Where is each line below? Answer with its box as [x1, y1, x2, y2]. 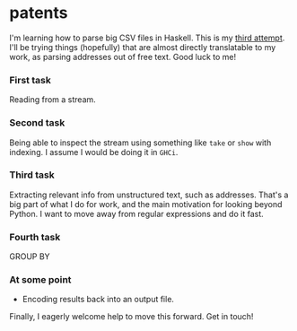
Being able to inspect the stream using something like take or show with [9, 137, 272, 148]
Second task [9, 117, 66, 129]
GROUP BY [9, 251, 51, 262]
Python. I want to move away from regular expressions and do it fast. [9, 208, 264, 219]
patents [9, 3, 69, 23]
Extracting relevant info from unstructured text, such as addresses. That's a [9, 189, 289, 200]
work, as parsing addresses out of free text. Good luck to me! [9, 51, 237, 62]
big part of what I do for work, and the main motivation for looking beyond [9, 198, 283, 209]
